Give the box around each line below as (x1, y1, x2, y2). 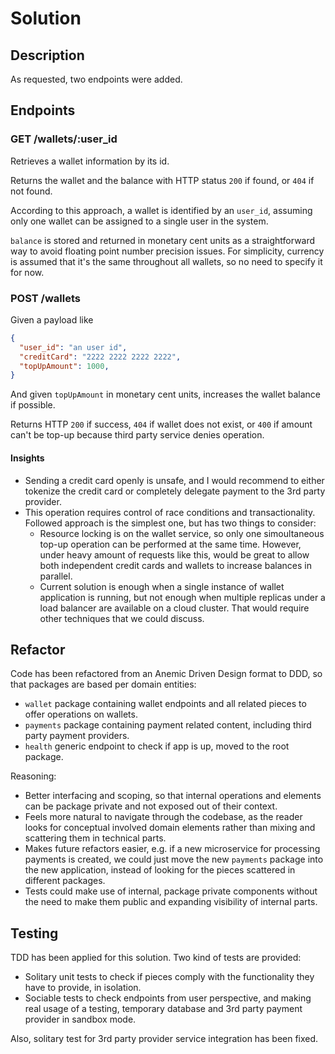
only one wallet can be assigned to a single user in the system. (10, 215, 269, 227)
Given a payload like (10, 313, 94, 326)
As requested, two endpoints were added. (10, 73, 183, 85)
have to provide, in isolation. (24, 982, 142, 994)
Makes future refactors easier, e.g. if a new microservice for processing (24, 843, 321, 855)
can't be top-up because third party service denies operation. (10, 429, 265, 441)
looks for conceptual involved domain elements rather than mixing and (24, 822, 316, 834)
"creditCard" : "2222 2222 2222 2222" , (19, 352, 182, 362)
